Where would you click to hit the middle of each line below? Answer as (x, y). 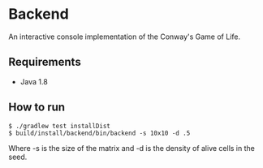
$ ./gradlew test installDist (60, 126)
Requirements (45, 62)
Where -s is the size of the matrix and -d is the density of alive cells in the (132, 148)
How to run (37, 108)
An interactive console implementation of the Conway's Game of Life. (125, 37)
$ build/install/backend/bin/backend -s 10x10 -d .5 (99, 133)
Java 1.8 (34, 81)
